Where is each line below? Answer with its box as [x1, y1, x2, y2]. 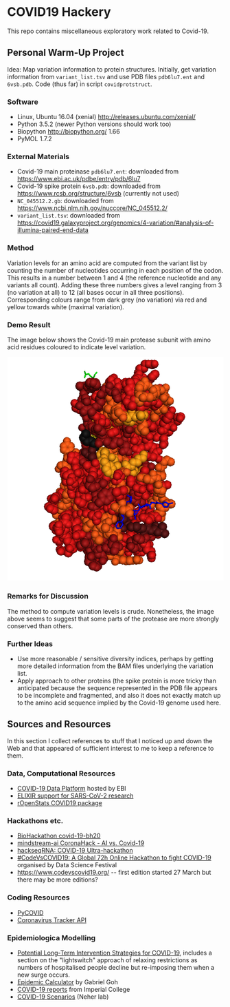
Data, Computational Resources [7, 769, 115, 778]
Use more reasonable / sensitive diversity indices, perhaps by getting [16, 655, 214, 663]
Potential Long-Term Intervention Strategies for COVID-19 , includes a [16, 948, 213, 957]
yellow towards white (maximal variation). [7, 302, 125, 311]
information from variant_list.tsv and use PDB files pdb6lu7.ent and [7, 72, 205, 81]
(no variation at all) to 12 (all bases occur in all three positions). [7, 288, 184, 296]
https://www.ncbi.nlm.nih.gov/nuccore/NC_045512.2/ [16, 204, 168, 212]
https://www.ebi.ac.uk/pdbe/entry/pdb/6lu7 [16, 175, 141, 183]
